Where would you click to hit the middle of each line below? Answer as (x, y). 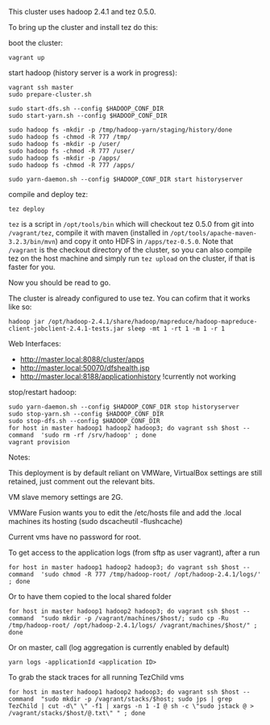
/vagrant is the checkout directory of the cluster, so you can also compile (130, 250)
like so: (20, 307)
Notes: (19, 457)
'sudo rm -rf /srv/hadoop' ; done (99, 435)
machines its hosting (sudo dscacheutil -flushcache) (96, 521)
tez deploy (27, 209)
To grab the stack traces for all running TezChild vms (96, 677)
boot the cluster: (35, 43)
